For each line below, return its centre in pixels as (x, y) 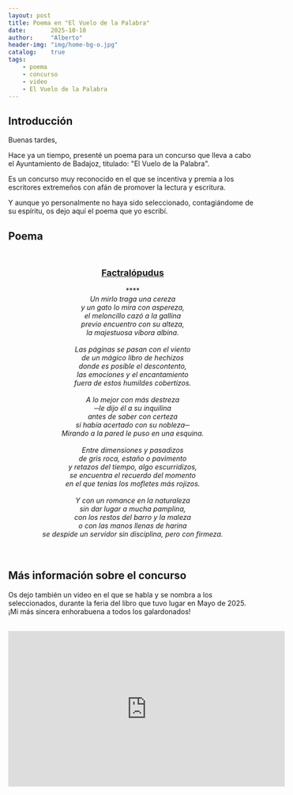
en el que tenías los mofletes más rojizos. (133, 484)
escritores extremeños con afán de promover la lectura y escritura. (117, 187)
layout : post (30, 15)
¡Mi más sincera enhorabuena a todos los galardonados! (100, 611)
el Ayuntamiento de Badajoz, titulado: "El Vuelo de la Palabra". (109, 164)
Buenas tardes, (33, 140)
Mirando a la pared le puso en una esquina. (133, 433)
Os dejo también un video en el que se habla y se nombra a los (111, 594)
